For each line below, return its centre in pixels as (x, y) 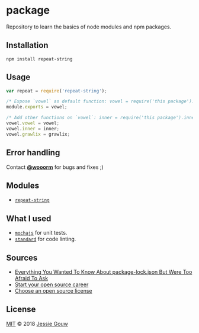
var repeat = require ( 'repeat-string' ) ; (57, 91)
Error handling (33, 153)
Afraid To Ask (31, 278)
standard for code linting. (45, 239)
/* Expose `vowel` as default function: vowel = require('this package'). (100, 101)
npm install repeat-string (39, 59)
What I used (29, 218)
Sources (22, 257)
